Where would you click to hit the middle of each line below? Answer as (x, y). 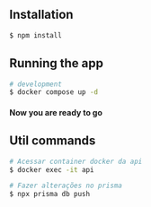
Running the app (56, 63)
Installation (41, 15)
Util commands (53, 141)
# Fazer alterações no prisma (66, 186)
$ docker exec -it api (52, 169)
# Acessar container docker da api (76, 161)
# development (36, 84)
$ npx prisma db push (50, 194)
